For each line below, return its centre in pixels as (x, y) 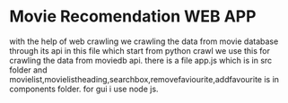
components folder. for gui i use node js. (84, 89)
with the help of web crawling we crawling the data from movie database (144, 41)
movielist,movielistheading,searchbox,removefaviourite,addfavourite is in (144, 79)
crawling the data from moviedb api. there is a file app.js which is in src (141, 60)
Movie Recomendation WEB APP (133, 17)
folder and (28, 70)
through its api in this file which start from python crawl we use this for (140, 50)
